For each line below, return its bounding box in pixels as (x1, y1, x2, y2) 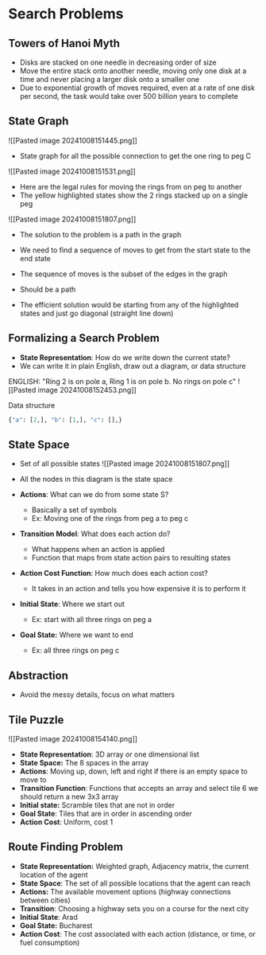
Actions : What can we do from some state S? (19, 490, 169, 499)
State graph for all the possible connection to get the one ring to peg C (19, 151, 252, 160)
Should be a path (19, 284, 76, 294)
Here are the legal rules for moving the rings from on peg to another (19, 182, 242, 191)
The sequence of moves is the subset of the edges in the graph (19, 268, 228, 279)
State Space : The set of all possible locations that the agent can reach (19, 878, 251, 888)
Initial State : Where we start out (19, 599, 125, 609)
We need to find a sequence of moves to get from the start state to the (19, 245, 251, 255)
